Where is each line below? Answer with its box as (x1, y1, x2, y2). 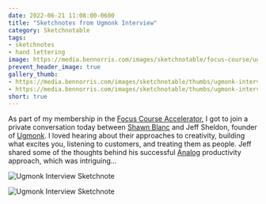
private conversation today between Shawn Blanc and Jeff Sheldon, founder (8, 123, 257, 132)
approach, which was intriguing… (8, 156, 117, 166)
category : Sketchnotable (8, 26, 90, 34)
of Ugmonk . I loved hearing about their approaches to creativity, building (8, 131, 245, 141)
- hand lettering (8, 48, 66, 56)
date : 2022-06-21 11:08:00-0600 (8, 11, 115, 20)
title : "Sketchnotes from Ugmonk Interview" (8, 19, 158, 27)
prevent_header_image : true (8, 63, 101, 71)
